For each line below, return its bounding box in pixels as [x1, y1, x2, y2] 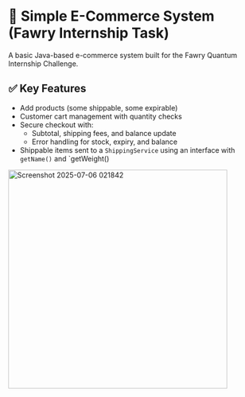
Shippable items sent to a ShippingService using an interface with [19, 145, 235, 154]
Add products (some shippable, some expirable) [19, 103, 178, 112]
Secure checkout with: [19, 119, 94, 130]
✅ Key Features [8, 82, 87, 95]
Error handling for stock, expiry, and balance [31, 137, 178, 146]
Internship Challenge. [8, 59, 79, 68]
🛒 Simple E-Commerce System [8, 7, 215, 25]
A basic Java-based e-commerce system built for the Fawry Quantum [8, 50, 237, 60]
